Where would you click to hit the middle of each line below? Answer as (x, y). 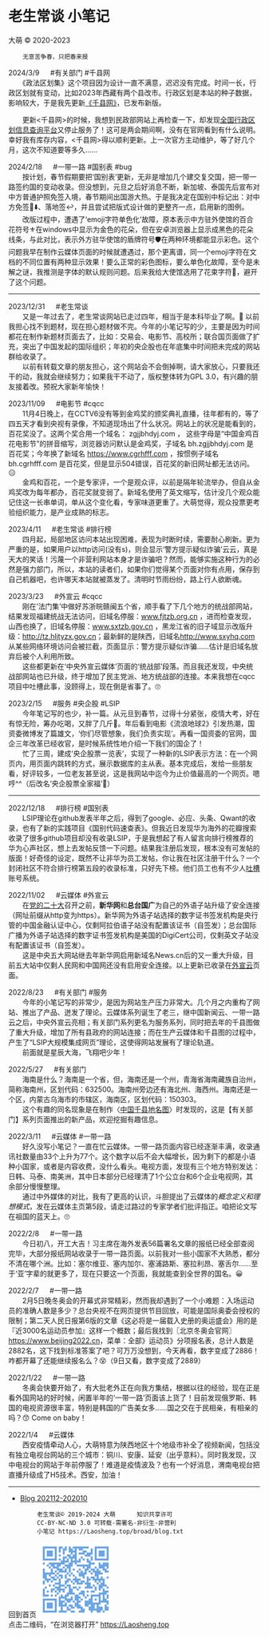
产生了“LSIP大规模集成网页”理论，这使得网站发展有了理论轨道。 (113, 1042)
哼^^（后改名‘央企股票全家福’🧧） (61, 783)
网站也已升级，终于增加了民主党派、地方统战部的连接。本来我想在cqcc (138, 676)
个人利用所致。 (53, 656)
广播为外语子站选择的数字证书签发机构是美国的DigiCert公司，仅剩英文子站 (130, 935)
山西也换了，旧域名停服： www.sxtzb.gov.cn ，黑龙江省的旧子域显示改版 (127, 626)
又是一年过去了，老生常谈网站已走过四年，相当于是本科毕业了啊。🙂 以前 (141, 316)
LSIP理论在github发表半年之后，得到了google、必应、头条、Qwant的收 (139, 818)
